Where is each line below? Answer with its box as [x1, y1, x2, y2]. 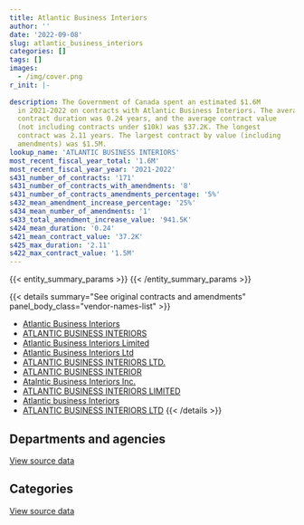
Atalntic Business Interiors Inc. [22, 377, 137, 387]
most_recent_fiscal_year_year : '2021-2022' [9, 165, 176, 174]
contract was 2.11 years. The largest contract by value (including [17, 131, 281, 140]
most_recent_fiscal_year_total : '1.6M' [9, 156, 160, 166]
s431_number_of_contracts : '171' [9, 173, 136, 182]
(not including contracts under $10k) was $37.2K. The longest [17, 123, 261, 132]
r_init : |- [9, 81, 51, 90]
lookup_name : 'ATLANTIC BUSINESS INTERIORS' [9, 148, 180, 157]
